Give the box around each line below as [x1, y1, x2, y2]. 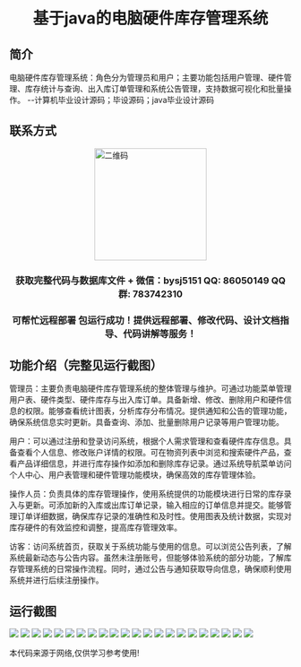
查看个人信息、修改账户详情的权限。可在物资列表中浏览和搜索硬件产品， [16, 447, 284, 458]
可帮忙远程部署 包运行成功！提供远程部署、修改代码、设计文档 [12, 314, 280, 326]
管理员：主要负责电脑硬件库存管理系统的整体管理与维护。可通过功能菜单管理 [9, 383, 292, 394]
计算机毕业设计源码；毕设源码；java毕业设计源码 [34, 95, 215, 105]
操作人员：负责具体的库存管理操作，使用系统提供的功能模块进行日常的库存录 [9, 489, 292, 499]
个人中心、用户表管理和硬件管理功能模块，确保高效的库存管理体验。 [9, 470, 261, 481]
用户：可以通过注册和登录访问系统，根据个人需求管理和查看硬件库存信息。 [9, 436, 284, 446]
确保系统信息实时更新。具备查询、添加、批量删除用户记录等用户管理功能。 [9, 417, 284, 428]
